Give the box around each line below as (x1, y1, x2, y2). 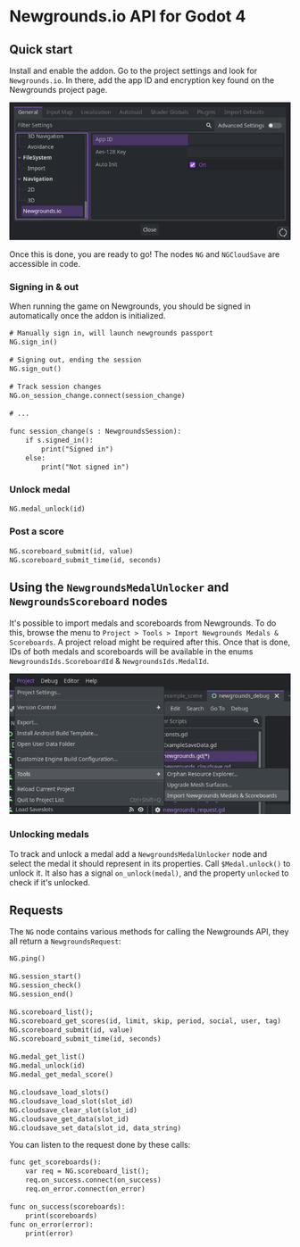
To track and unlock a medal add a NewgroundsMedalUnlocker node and (9, 848, 268, 859)
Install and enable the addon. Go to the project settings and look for (9, 65, 258, 76)
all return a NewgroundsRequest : (9, 935, 121, 947)
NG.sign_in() (9, 337, 58, 347)
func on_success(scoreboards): (9, 1202, 126, 1211)
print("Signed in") (41, 445, 114, 454)
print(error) (25, 1229, 74, 1238)
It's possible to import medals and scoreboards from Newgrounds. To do (9, 618, 277, 628)
